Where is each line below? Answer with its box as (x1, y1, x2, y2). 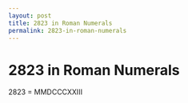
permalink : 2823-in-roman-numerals (8, 26, 127, 34)
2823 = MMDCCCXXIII (8, 87, 82, 97)
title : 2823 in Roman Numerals (8, 19, 113, 27)
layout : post (8, 11, 52, 20)
